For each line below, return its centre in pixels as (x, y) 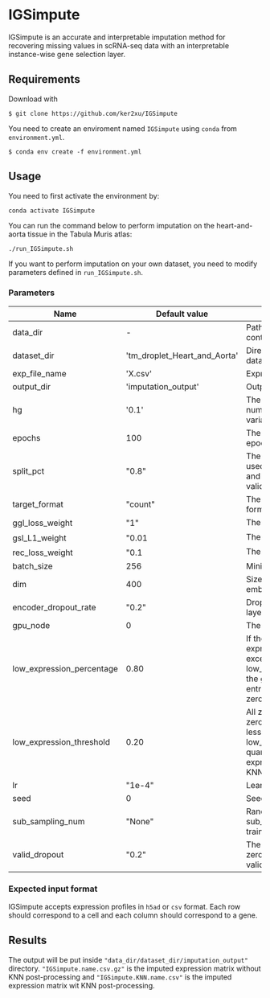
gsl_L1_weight (39, 538)
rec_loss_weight (43, 552)
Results (28, 941)
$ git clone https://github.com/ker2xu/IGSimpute (93, 113)
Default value (182, 314)
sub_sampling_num (49, 822)
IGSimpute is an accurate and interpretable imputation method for (117, 37)
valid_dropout (38, 855)
